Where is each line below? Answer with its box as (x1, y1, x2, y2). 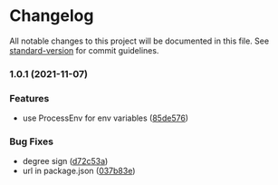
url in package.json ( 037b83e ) (22, 165, 136, 177)
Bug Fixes (9, 135, 54, 148)
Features (9, 92, 50, 104)
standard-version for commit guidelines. (9, 44, 159, 55)
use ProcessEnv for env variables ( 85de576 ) (22, 112, 188, 123)
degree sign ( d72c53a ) (22, 156, 109, 167)
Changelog (9, 5, 94, 26)
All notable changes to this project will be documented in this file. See (9, 35, 270, 46)
